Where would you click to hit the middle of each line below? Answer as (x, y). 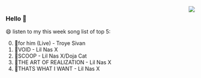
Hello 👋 (16, 19)
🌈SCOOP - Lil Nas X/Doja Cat (51, 56)
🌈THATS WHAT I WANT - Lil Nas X (57, 69)
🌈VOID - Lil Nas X (36, 50)
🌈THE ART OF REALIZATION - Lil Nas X (63, 62)
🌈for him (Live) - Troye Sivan (50, 43)
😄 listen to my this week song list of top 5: (58, 32)
